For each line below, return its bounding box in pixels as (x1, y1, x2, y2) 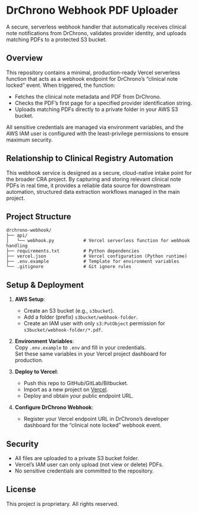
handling (6, 243, 28, 249)
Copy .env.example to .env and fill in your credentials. (14, 344, 146, 351)
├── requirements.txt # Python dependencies (6, 248, 140, 254)
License (6, 484, 36, 495)
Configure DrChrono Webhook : (14, 404, 94, 411)
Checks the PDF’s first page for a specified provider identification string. (14, 99, 192, 106)
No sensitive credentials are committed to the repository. (14, 467, 154, 474)
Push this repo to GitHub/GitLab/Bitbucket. (23, 380, 128, 387)
